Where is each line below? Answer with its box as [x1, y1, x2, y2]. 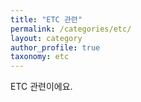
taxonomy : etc [10, 52, 70, 62]
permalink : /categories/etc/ [10, 24, 132, 34]
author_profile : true [10, 42, 101, 53]
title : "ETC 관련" [10, 14, 83, 25]
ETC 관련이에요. [10, 81, 73, 93]
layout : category [10, 33, 83, 43]
